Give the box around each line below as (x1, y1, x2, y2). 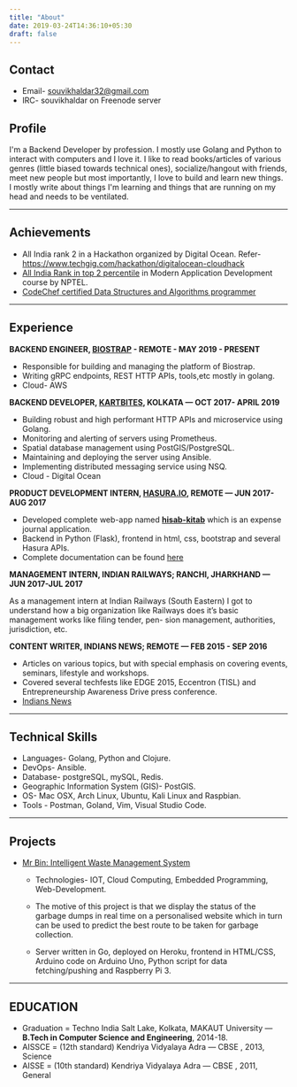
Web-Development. (34, 884, 107, 895)
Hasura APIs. (21, 542, 70, 553)
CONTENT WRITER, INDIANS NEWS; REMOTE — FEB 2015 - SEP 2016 (9, 641, 268, 651)
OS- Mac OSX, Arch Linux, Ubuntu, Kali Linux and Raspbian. (21, 790, 241, 801)
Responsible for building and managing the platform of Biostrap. (21, 360, 255, 372)
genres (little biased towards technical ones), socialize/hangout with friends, (9, 163, 287, 173)
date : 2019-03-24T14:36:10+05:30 (9, 21, 133, 30)
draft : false (9, 29, 57, 38)
